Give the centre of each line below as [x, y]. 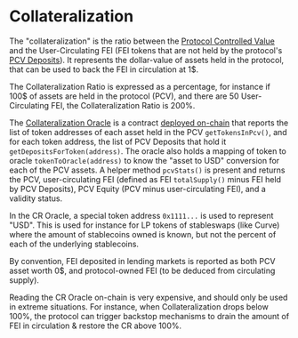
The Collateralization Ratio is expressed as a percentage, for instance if [140, 86]
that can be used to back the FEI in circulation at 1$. [104, 69]
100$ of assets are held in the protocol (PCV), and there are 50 [124, 96]
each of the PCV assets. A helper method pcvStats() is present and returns [147, 170]
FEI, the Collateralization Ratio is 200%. [123, 105]
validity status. [36, 198]
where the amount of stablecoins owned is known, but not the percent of [143, 234]
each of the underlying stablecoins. [74, 244]
